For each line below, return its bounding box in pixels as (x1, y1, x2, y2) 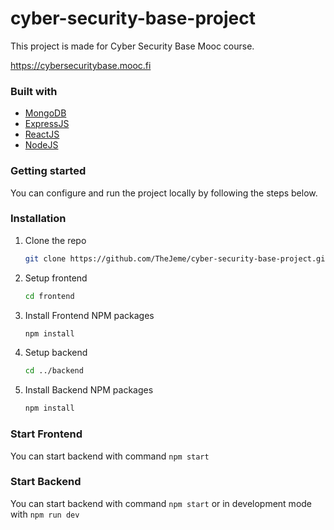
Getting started (10, 164, 87, 178)
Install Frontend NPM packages (24, 309, 155, 321)
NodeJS (24, 139, 59, 151)
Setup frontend (24, 272, 88, 284)
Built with (10, 84, 58, 98)
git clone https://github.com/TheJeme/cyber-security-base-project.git (24, 253, 330, 264)
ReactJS (24, 128, 60, 141)
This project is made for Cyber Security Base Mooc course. (10, 40, 255, 52)
